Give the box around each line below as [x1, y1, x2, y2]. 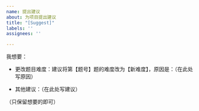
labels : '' [6, 25, 33, 31]
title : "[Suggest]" [6, 20, 55, 26]
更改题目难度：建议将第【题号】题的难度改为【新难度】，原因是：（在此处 [14, 66, 193, 73]
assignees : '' [6, 31, 42, 37]
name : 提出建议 [6, 8, 41, 15]
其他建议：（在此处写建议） [14, 85, 81, 93]
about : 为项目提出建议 [6, 14, 57, 20]
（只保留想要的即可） [6, 99, 59, 106]
